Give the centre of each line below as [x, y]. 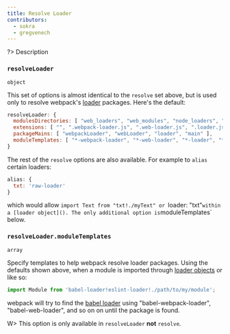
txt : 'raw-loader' [40, 185]
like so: [17, 277]
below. [16, 220]
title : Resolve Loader [39, 13]
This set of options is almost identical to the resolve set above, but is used [112, 95]
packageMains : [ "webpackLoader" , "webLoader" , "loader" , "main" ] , [113, 134]
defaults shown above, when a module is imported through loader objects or [115, 270]
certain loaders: [29, 167]
